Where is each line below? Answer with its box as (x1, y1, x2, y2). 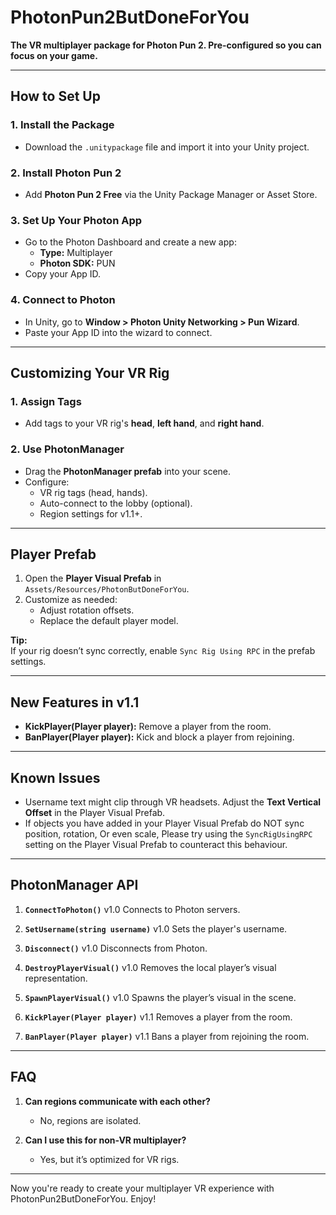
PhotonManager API (10, 877, 139, 894)
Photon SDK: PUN (39, 257, 116, 270)
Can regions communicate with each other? (24, 1095, 211, 1107)
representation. (24, 972, 88, 984)
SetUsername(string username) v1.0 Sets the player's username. (24, 922, 288, 935)
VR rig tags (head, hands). (39, 486, 148, 498)
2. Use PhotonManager (10, 442, 125, 456)
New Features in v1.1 (10, 694, 140, 711)
